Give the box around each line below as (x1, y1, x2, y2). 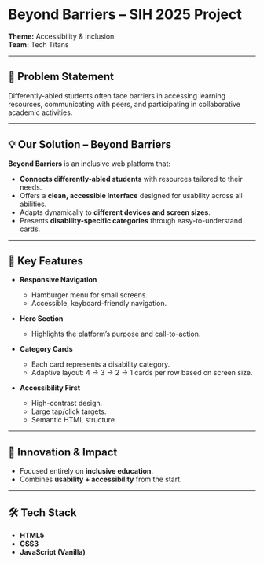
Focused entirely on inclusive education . (19, 466, 154, 476)
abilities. (19, 199, 47, 208)
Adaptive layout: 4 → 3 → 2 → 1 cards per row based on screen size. (31, 368, 253, 378)
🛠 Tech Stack (8, 506, 77, 519)
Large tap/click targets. (31, 407, 107, 416)
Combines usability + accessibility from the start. (19, 474, 182, 485)
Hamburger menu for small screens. (31, 290, 148, 300)
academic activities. (8, 108, 73, 117)
